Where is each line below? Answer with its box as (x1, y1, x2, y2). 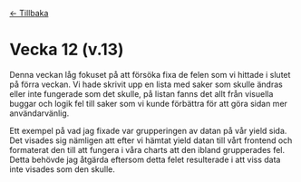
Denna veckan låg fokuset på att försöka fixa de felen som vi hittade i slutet (9, 69, 291, 80)
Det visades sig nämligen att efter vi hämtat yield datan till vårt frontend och (9, 135, 293, 146)
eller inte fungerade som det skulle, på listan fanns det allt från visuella (9, 88, 274, 99)
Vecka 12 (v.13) (9, 40, 124, 60)
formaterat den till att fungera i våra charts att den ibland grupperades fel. (9, 144, 286, 155)
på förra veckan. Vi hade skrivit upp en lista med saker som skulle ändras (9, 79, 283, 90)
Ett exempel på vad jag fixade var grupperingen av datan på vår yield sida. (9, 125, 287, 136)
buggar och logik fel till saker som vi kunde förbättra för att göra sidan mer (9, 98, 288, 109)
